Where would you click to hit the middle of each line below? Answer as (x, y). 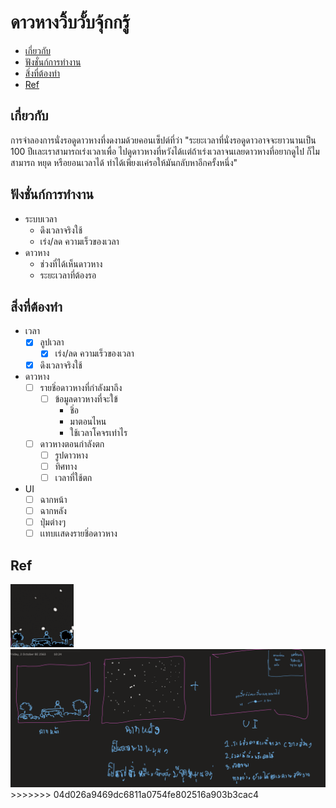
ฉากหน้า (53, 499)
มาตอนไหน (88, 421)
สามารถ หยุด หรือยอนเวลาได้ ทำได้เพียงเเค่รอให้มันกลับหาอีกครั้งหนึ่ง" (124, 162)
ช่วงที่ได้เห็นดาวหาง (71, 263)
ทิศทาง (66, 466)
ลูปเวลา (52, 342)
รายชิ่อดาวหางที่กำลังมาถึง (81, 387)
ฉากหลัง (53, 510)
